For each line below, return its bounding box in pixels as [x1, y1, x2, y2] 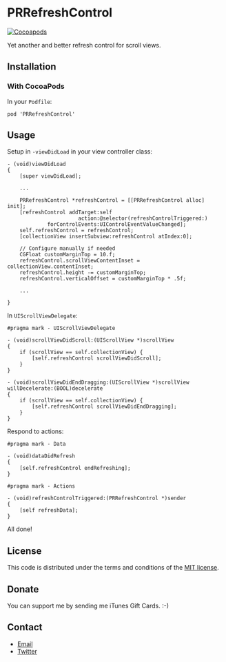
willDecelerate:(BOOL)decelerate [7, 385, 103, 392]
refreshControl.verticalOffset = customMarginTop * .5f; [19, 276, 187, 282]
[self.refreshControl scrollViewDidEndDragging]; [32, 403, 177, 411]
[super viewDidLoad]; [19, 173, 81, 180]
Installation [7, 61, 56, 73]
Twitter [17, 647, 38, 655]
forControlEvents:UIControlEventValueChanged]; [47, 221, 187, 228]
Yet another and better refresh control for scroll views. [7, 41, 161, 49]
